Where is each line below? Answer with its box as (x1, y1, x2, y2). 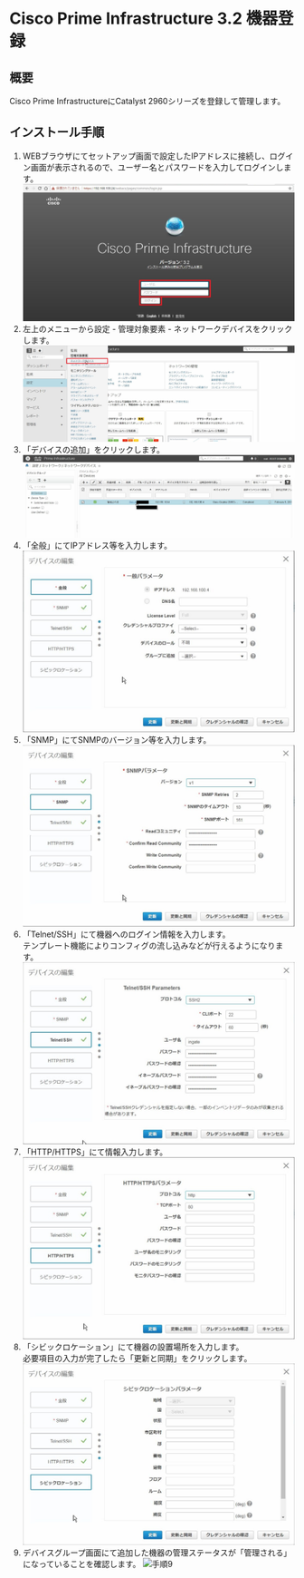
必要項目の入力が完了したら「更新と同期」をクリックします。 (22, 1352, 252, 1363)
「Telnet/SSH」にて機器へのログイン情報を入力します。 (22, 929, 231, 940)
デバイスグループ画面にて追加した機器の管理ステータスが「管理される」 (22, 1547, 292, 1558)
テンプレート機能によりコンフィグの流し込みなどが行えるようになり (22, 940, 276, 951)
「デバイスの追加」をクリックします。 (22, 444, 165, 455)
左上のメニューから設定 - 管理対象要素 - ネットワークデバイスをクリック (22, 324, 293, 335)
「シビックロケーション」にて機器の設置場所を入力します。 (22, 1341, 244, 1352)
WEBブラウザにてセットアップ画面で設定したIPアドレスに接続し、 (22, 151, 270, 161)
